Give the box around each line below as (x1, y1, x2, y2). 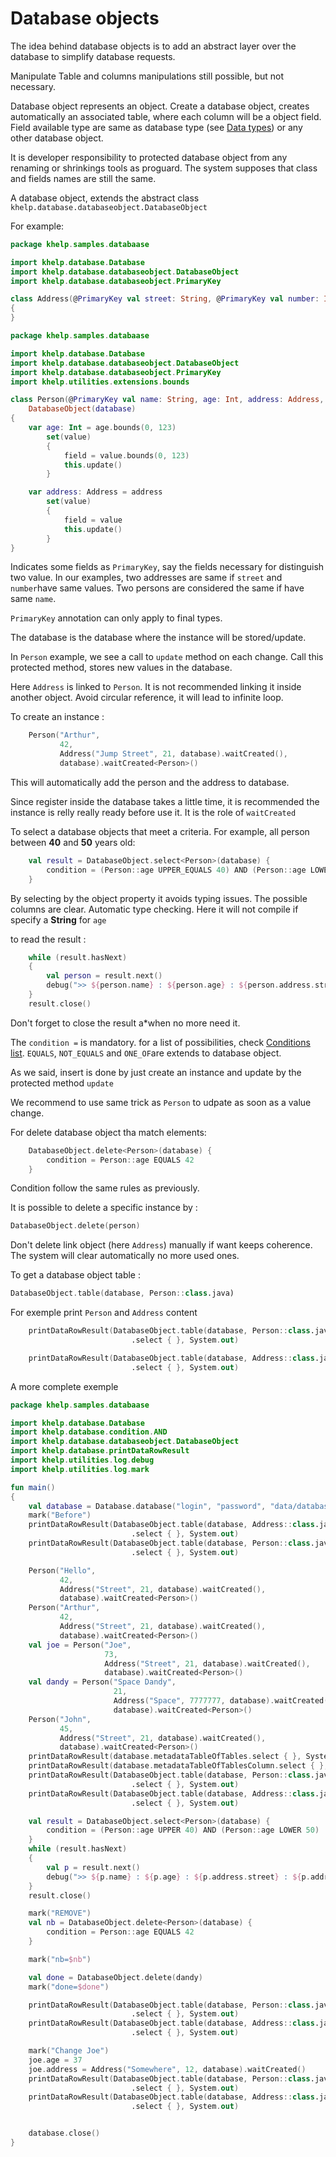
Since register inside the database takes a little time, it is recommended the (10, 795, 320, 807)
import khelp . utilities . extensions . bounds (10, 377, 190, 387)
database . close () (28, 2128, 101, 2139)
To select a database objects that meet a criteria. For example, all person (10, 825, 310, 837)
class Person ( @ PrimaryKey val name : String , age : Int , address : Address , (10, 395, 325, 405)
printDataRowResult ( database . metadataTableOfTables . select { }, (28, 1752, 302, 1762)
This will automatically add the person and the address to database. (10, 776, 290, 788)
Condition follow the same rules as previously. (10, 1182, 200, 1194)
